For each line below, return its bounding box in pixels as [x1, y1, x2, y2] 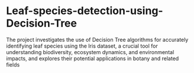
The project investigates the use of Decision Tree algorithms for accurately [6, 36, 189, 43]
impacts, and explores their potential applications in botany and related [6, 55, 179, 62]
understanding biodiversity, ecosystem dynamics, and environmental [6, 48, 174, 55]
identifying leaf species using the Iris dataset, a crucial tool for [6, 42, 158, 49]
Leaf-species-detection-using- [6, 4, 164, 18]
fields [6, 61, 20, 68]
